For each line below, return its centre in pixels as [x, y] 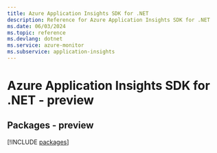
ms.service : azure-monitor [46, 45]
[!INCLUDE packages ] [38, 142]
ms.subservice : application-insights [61, 52]
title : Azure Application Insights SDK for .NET [78, 13]
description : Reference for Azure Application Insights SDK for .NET [109, 20]
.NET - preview [50, 101]
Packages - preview [50, 125]
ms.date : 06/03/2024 [37, 26]
